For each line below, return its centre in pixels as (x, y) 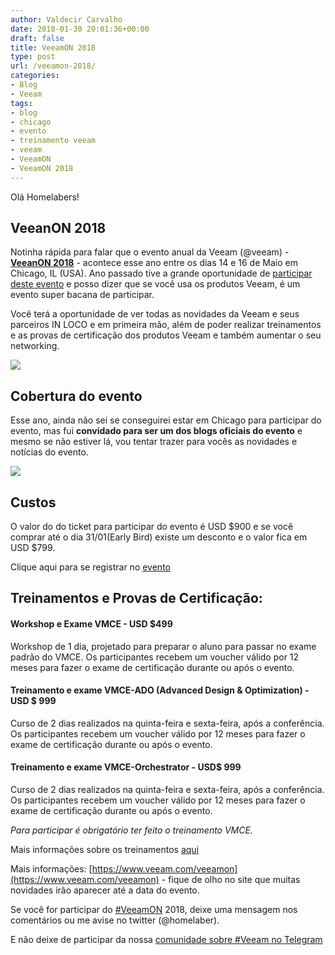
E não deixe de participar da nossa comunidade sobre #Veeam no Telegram (166, 940)
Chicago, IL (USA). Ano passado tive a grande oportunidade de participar (161, 273)
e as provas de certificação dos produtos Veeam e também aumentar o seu (166, 335)
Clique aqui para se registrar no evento (90, 567)
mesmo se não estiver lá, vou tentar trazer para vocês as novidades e (154, 442)
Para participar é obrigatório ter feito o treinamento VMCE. (131, 830)
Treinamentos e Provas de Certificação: (136, 598)
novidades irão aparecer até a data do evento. (105, 890)
